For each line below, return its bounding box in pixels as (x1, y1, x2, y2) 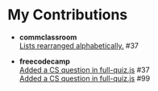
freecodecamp (19, 56, 70, 66)
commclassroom (19, 32, 77, 42)
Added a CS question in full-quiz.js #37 (19, 64, 150, 74)
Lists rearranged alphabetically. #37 (19, 40, 139, 50)
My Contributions (7, 6, 128, 24)
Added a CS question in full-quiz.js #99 (19, 73, 151, 83)
